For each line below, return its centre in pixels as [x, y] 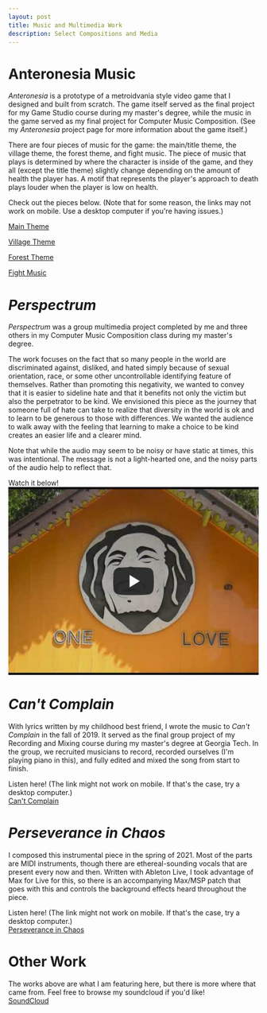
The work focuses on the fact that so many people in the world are [117, 359]
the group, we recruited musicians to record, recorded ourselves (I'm [121, 751]
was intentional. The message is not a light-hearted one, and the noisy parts [133, 459]
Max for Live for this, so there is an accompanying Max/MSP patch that [124, 880]
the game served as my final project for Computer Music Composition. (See [132, 121]
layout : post [30, 17]
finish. [18, 768]
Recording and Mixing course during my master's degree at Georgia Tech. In [133, 743]
